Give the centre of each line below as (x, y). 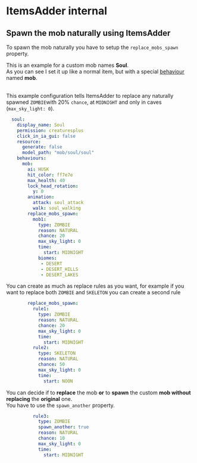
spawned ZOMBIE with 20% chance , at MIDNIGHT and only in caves (84, 102)
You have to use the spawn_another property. (60, 405)
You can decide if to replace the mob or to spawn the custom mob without (99, 393)
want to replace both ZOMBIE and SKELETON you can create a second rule (93, 292)
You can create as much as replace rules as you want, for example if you (95, 286)
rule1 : (41, 309)
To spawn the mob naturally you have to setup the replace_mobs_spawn (92, 47)
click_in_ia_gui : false (46, 136)
